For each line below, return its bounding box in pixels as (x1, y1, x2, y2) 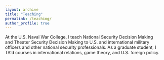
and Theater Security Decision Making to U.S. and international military (5, 40, 150, 45)
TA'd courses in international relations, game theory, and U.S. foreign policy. (5, 50, 160, 56)
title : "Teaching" (5, 12, 43, 17)
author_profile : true (5, 20, 50, 26)
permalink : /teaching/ (5, 16, 52, 21)
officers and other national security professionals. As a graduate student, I (5, 44, 157, 50)
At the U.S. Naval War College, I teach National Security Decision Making (5, 34, 153, 40)
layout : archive (5, 7, 39, 12)
